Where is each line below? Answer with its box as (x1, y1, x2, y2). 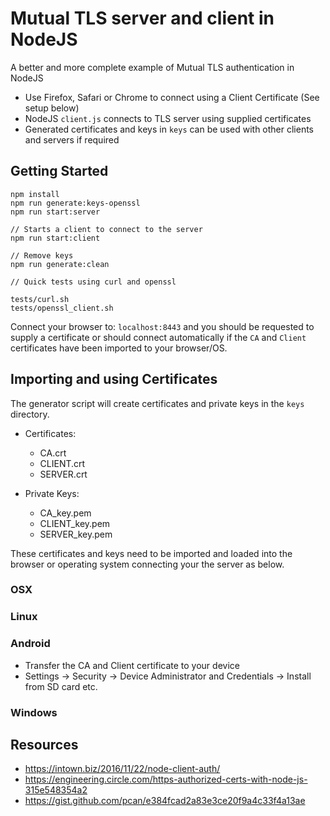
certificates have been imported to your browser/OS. (10, 342, 228, 354)
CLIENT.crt (39, 457, 86, 469)
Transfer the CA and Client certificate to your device (24, 659, 240, 671)
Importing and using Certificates (10, 371, 218, 388)
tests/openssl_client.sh (10, 303, 114, 313)
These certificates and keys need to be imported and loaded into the (10, 547, 293, 559)
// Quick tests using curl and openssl (10, 277, 177, 287)
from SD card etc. (24, 680, 98, 692)
